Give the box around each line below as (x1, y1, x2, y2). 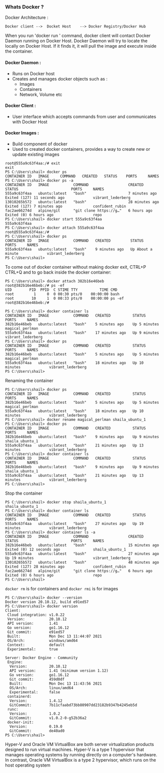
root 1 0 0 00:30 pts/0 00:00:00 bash (5, 291, 120, 297)
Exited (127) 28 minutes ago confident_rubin (5, 564, 126, 569)
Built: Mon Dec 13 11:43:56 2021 (9, 681, 102, 686)
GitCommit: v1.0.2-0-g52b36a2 (9, 716, 87, 720)
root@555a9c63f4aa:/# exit (5, 161, 60, 166)
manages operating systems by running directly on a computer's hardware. (5, 751, 158, 757)
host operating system (5, 762, 51, 768)
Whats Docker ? (5, 3, 44, 10)
